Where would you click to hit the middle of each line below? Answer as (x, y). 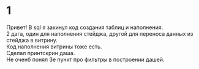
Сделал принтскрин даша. (41, 53)
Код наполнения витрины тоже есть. (54, 47)
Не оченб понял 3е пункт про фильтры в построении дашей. (85, 59)
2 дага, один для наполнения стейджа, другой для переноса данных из (100, 33)
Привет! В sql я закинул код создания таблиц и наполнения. (85, 27)
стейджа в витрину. (32, 40)
